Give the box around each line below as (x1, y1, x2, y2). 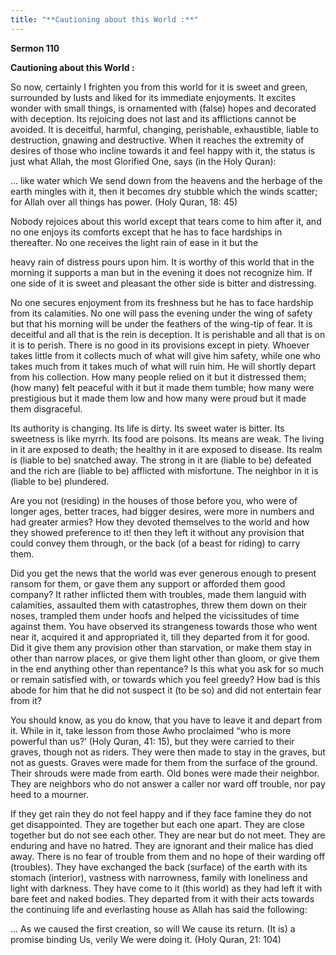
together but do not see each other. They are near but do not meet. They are (10, 829, 326, 841)
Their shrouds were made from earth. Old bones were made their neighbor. (10, 767, 320, 779)
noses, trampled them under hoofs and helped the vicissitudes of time (10, 609, 300, 621)
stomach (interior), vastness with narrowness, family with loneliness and (10, 871, 308, 883)
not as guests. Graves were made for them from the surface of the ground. (10, 756, 318, 768)
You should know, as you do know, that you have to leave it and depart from (10, 714, 323, 726)
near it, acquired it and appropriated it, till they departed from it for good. (10, 631, 310, 643)
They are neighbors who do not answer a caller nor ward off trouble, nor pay (10, 777, 326, 790)
